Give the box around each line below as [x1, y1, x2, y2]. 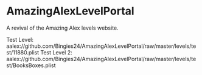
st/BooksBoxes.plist [6, 62, 56, 69]
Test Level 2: [40, 48, 72, 56]
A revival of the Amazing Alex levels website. [6, 24, 119, 31]
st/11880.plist [6, 48, 40, 56]
